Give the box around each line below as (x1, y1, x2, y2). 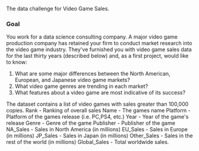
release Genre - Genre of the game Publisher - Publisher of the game (6, 119, 175, 127)
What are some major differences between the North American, (14, 70, 170, 77)
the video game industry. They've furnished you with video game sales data (6, 46, 192, 53)
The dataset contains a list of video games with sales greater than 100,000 (6, 100, 189, 108)
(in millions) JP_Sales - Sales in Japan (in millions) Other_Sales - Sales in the (6, 132, 193, 139)
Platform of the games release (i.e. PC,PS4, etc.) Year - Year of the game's (6, 113, 189, 121)
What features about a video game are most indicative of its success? (14, 89, 186, 96)
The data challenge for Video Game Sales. (6, 5, 110, 12)
